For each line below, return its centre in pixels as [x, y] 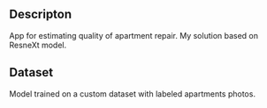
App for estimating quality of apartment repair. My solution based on [134, 35]
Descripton [41, 14]
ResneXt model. [38, 45]
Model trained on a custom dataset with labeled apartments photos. [133, 94]
